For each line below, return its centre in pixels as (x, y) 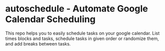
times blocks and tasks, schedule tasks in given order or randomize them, (82, 38)
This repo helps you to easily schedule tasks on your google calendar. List (82, 33)
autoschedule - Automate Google (77, 9)
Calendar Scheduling (50, 19)
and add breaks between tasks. (38, 43)
